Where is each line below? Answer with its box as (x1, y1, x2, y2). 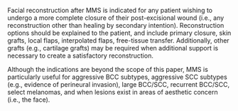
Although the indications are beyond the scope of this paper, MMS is (7, 65, 208, 73)
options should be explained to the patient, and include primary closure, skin (7, 28, 232, 37)
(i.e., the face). (7, 95, 50, 104)
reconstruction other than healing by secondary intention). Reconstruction (7, 21, 225, 29)
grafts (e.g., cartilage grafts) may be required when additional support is (7, 44, 219, 52)
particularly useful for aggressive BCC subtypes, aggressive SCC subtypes (7, 73, 227, 81)
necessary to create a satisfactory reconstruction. (7, 51, 154, 60)
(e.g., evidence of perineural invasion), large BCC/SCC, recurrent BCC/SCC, (7, 80, 229, 88)
